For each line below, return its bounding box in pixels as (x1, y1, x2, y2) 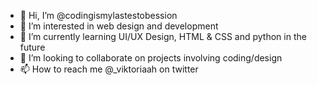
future (19, 41, 46, 53)
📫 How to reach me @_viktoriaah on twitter (19, 63, 199, 75)
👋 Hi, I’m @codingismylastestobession (19, 10, 178, 21)
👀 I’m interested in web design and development (19, 20, 219, 32)
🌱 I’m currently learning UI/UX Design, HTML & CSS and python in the (19, 31, 307, 42)
